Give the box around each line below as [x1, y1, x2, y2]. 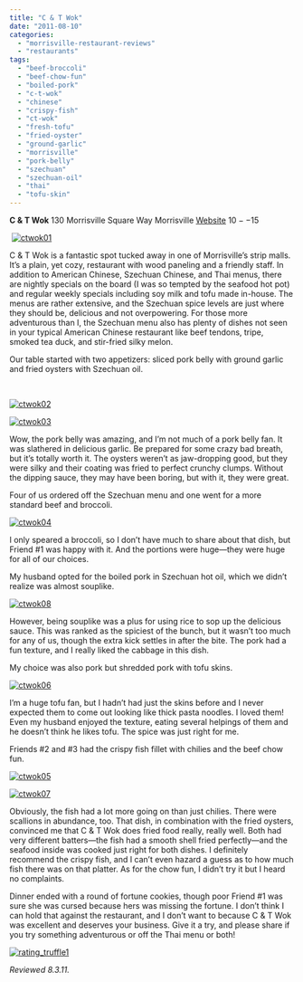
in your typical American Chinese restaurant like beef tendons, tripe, [9, 327, 264, 338]
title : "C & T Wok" [9, 13, 83, 23]
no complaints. [9, 873, 65, 883]
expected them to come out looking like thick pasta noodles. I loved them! [9, 707, 285, 718]
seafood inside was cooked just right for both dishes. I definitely [9, 844, 249, 855]
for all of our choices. [9, 554, 89, 564]
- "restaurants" [17, 47, 79, 56]
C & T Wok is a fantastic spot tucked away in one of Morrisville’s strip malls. [9, 250, 291, 261]
